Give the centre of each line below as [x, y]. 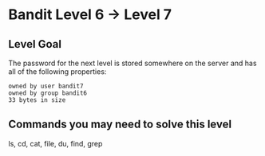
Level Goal [35, 44]
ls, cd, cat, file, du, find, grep [55, 143]
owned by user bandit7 [46, 86]
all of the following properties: [57, 72]
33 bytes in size [37, 100]
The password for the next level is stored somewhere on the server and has [132, 63]
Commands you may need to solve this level [120, 125]
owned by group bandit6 [48, 93]
